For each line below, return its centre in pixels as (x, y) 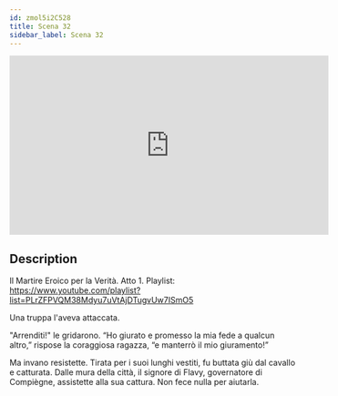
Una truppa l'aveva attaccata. (65, 318)
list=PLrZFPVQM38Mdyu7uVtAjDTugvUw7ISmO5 (102, 300)
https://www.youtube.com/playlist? (75, 290)
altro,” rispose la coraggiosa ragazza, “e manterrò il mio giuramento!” (139, 345)
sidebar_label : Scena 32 (56, 35)
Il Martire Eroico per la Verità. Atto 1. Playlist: (92, 281)
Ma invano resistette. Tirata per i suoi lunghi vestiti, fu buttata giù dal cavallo (153, 363)
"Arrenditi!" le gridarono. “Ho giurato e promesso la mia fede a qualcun (142, 335)
